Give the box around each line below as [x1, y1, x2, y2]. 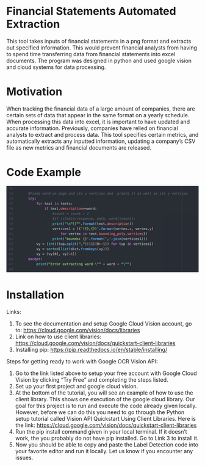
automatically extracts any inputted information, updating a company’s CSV [6, 137, 196, 145]
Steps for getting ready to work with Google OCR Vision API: [6, 357, 158, 365]
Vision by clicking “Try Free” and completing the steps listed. [15, 376, 169, 383]
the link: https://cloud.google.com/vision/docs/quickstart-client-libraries [15, 421, 197, 429]
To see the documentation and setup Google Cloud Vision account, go [15, 319, 192, 327]
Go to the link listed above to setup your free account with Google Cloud [15, 370, 197, 377]
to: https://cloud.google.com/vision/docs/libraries [15, 326, 140, 333]
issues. [15, 454, 34, 461]
